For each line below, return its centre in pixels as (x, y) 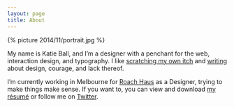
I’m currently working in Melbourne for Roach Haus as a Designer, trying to (115, 81)
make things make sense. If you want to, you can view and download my (112, 89)
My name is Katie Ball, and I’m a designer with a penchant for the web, (109, 53)
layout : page (26, 14)
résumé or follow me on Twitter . (53, 96)
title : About (26, 20)
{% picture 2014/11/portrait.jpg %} (56, 40)
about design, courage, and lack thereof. (66, 68)
